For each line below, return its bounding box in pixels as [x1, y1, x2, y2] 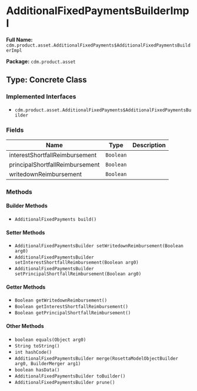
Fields [6, 125, 24, 134]
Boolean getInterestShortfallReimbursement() [14, 304, 128, 310]
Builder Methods [6, 202, 48, 210]
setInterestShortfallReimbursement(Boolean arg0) [14, 260, 139, 266]
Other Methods [6, 323, 44, 330]
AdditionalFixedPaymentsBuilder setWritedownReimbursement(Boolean [14, 243, 183, 249]
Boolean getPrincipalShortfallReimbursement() [14, 310, 131, 316]
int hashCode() [14, 349, 52, 355]
